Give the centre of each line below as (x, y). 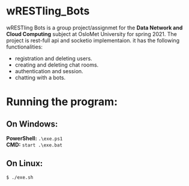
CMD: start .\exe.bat (34, 145)
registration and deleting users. (53, 58)
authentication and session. (49, 71)
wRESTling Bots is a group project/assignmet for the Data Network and (94, 28)
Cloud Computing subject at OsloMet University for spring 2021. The (91, 34)
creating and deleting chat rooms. (57, 65)
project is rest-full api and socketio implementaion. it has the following (93, 40)
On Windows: (32, 124)
